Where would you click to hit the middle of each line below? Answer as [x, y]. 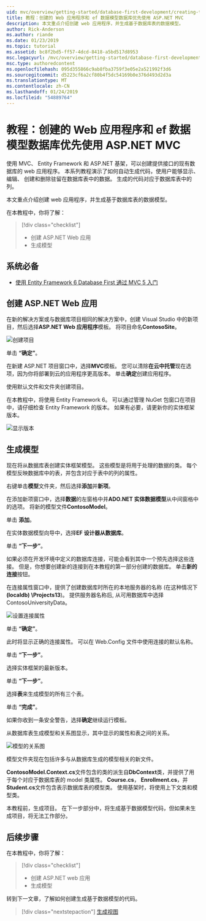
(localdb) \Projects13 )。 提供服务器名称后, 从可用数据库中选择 [85, 595]
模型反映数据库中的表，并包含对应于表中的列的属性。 [74, 473]
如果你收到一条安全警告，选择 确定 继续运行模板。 [68, 720]
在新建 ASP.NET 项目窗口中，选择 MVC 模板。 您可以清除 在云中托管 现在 [96, 366]
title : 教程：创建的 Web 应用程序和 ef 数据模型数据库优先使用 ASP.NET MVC [95, 18]
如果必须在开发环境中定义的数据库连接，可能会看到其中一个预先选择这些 [97, 559]
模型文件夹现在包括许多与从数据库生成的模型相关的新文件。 [82, 759]
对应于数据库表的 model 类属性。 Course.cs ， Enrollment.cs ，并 [105, 780]
